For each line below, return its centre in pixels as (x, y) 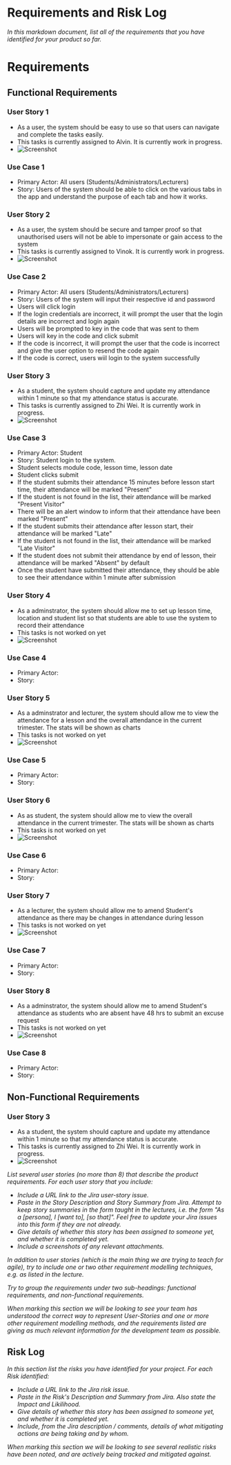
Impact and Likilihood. (49, 1404)
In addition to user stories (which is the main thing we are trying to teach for (115, 1259)
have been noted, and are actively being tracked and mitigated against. (109, 1454)
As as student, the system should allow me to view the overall (105, 815)
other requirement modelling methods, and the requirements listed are (107, 1323)
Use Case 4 (27, 658)
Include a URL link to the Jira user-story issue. (83, 1194)
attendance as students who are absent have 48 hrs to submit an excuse (120, 1013)
